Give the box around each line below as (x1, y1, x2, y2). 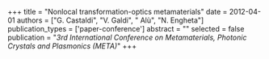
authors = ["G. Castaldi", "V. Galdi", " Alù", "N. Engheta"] (16, 15, 204, 25)
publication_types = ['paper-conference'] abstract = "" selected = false (7, 24, 245, 33)
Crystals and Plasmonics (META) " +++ (7, 41, 137, 51)
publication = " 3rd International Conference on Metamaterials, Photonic (7, 32, 247, 42)
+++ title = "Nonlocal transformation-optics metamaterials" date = (7, 7, 228, 16)
